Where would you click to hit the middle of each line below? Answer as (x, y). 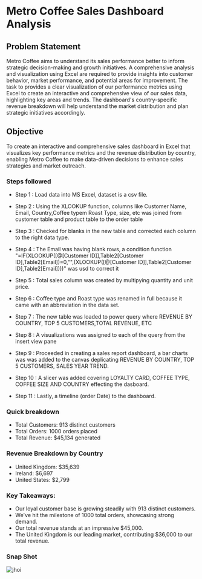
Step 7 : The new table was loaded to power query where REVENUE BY (103, 317)
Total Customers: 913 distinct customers (65, 425)
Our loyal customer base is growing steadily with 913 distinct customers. (105, 509)
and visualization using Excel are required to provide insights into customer (100, 74)
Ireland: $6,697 (34, 473)
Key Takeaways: (31, 495)
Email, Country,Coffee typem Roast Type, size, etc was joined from (98, 213)
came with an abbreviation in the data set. (67, 305)
